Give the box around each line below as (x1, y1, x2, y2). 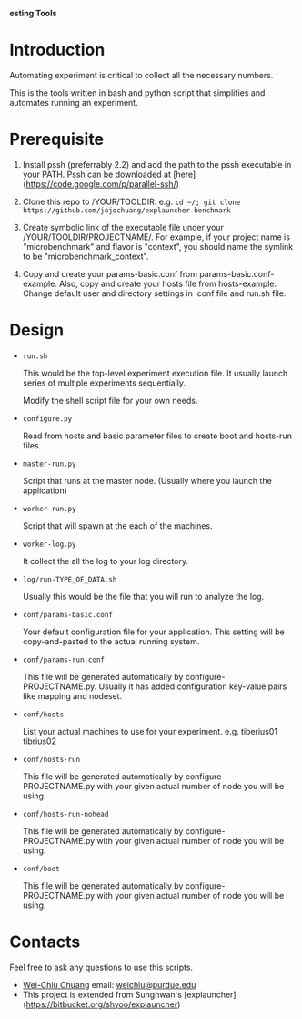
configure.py (22, 414, 73, 423)
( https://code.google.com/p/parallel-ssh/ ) (22, 178, 180, 190)
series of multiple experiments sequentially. (22, 377, 186, 388)
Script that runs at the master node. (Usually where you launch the (22, 475, 273, 486)
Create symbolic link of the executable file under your (22, 221, 225, 232)
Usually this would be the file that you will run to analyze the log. (22, 591, 265, 602)
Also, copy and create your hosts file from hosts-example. (58, 278, 277, 289)
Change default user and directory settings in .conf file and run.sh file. (22, 287, 287, 299)
